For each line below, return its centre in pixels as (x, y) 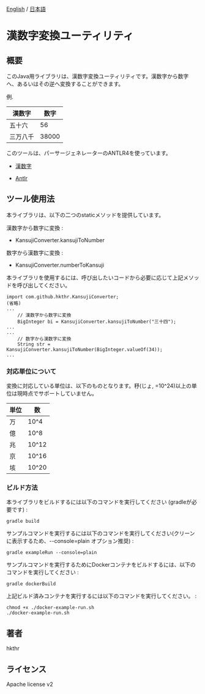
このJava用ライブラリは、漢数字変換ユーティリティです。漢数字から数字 (98, 76)
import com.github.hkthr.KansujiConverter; (63, 297)
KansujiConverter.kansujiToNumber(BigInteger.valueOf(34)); (85, 349)
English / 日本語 (26, 9)
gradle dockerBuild (31, 584)
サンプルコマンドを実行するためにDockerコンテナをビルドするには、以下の (101, 565)
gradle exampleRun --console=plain (52, 553)
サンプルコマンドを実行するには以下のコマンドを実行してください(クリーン (101, 533)
